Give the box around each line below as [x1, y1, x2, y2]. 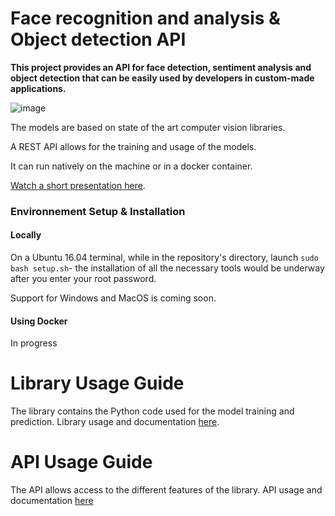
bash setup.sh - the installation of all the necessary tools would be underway [10, 262, 325, 274]
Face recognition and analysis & [10, 7, 281, 30]
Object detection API [10, 28, 187, 51]
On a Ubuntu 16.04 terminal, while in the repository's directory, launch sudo [10, 252, 319, 264]
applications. [10, 82, 67, 94]
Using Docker [10, 315, 68, 327]
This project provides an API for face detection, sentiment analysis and [10, 61, 312, 73]
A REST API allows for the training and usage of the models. [10, 140, 257, 152]
